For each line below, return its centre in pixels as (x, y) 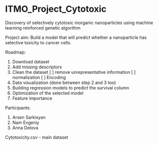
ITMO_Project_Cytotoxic (56, 9)
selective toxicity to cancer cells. (38, 42)
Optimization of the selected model (48, 93)
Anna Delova (25, 128)
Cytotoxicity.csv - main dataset (37, 137)
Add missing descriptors (37, 67)
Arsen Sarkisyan (29, 117)
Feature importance (32, 98)
